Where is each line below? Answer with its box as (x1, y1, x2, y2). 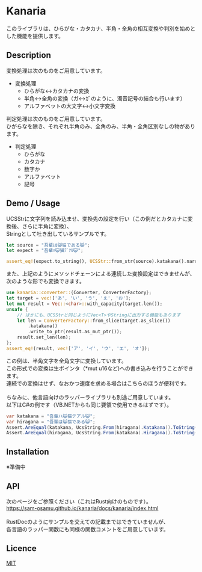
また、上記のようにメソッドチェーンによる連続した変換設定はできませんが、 (6, 270, 195, 277)
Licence (6, 543, 37, 554)
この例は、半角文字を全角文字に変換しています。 (6, 357, 127, 364)
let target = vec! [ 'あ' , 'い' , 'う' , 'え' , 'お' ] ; (6, 295, 131, 301)
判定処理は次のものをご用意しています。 (6, 115, 106, 122)
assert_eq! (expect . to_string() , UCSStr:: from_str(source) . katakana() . (6, 259, 187, 265)
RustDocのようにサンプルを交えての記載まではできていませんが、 (6, 518, 169, 525)
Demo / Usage (6, 198, 60, 209)
